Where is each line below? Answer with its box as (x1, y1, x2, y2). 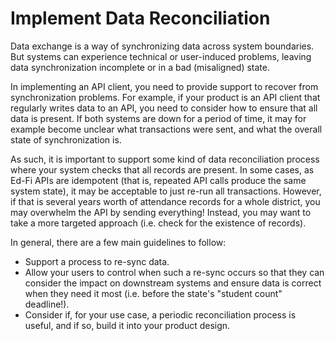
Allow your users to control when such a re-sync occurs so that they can (24, 266, 325, 278)
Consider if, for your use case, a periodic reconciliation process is (24, 308, 297, 321)
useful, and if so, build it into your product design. (24, 319, 231, 331)
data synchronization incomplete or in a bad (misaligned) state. (10, 61, 270, 73)
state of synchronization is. (10, 133, 122, 146)
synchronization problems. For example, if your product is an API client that (10, 91, 321, 103)
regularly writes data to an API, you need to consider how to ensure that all (10, 102, 318, 114)
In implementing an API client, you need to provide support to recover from (10, 80, 319, 92)
